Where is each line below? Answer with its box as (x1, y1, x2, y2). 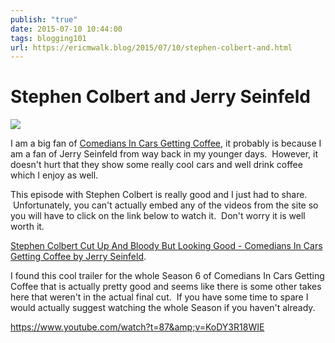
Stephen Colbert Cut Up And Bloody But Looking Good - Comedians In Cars (10, 240, 323, 252)
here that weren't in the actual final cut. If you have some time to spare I (10, 291, 309, 303)
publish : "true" (10, 14, 78, 25)
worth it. (10, 221, 45, 233)
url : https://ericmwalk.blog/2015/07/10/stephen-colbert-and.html (10, 42, 293, 53)
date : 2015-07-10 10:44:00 (10, 24, 123, 34)
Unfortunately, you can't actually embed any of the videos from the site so (12, 199, 319, 211)
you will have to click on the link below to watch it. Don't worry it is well (10, 210, 306, 222)
